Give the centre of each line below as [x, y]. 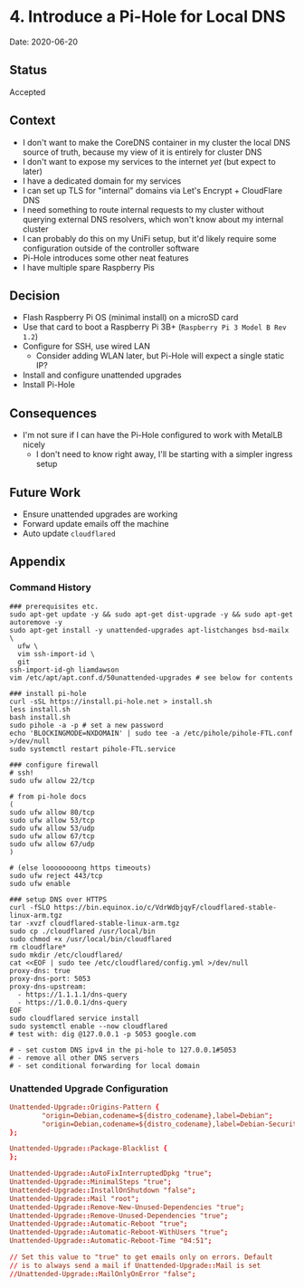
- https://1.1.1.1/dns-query [72, 994]
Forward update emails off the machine [95, 524]
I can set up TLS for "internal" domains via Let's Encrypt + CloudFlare [152, 190]
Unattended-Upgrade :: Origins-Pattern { [85, 1107]
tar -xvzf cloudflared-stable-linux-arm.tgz [95, 923]
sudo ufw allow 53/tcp [52, 820]
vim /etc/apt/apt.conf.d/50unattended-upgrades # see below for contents [152, 677]
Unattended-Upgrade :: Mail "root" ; [75, 1198]
